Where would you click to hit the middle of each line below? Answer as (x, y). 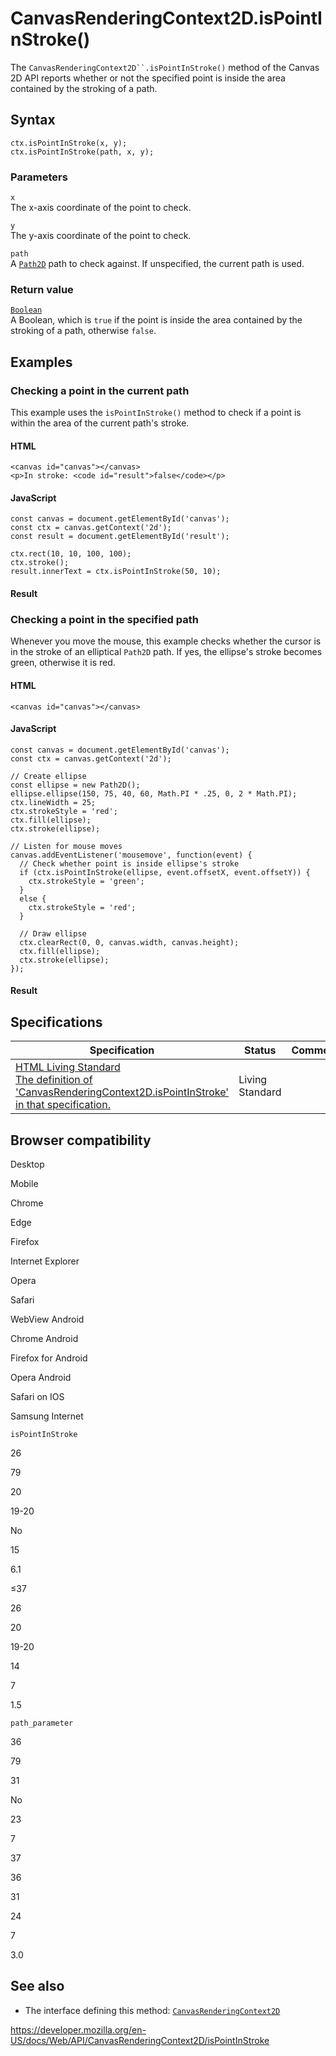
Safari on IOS (37, 1396)
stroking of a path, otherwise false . (83, 331)
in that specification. (63, 1105)
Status (260, 1050)
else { (33, 898)
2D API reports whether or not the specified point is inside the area (148, 78)
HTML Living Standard (68, 1067)
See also (37, 1986)
